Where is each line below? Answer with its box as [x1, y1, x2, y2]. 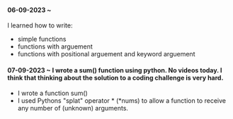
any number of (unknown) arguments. [17, 104, 129, 113]
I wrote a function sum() [17, 89, 89, 98]
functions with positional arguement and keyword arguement [17, 50, 195, 58]
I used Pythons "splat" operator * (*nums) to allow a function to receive [17, 96, 227, 105]
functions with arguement [17, 42, 93, 51]
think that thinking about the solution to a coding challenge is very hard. [7, 73, 224, 82]
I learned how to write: [7, 21, 73, 30]
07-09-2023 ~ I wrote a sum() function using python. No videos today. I [7, 65, 222, 74]
